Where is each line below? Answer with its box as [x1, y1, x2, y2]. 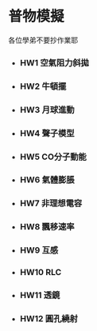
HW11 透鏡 [19, 289, 60, 301]
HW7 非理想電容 [19, 197, 83, 209]
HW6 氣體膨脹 [19, 174, 75, 185]
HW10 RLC [19, 267, 62, 278]
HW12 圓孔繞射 [19, 313, 78, 324]
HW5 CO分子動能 [19, 151, 87, 162]
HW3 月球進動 [19, 104, 75, 115]
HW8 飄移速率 [19, 221, 75, 233]
